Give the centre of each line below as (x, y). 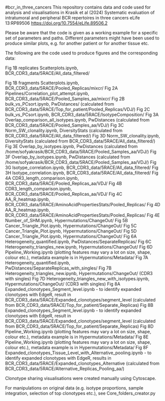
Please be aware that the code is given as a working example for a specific (82, 33)
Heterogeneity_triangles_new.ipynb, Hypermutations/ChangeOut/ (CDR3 (79, 273)
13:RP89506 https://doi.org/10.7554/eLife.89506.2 (56, 23)
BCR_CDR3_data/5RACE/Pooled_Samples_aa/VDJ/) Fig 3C (64, 125)
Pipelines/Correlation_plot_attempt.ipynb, (47, 93)
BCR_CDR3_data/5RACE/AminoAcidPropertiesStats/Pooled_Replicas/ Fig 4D (83, 204)
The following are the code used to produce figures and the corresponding (82, 53)
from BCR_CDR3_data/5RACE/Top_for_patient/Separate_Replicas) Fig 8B (79, 305)
